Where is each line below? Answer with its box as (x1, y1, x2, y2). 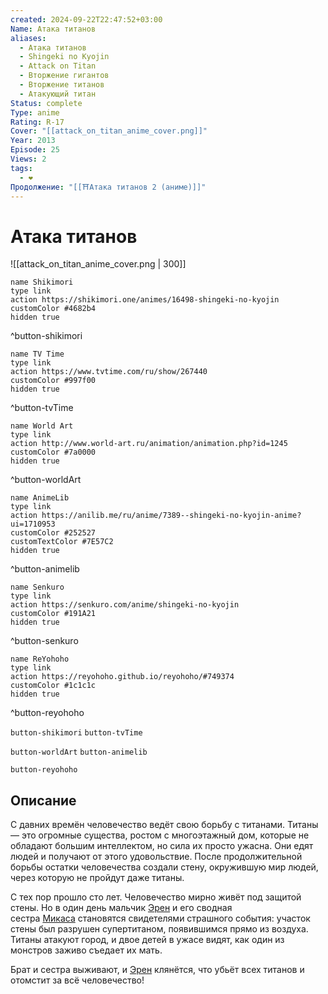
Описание (10, 792, 77, 809)
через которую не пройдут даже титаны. (10, 872, 185, 884)
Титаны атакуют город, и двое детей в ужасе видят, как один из (10, 934, 285, 946)
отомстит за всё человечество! (10, 974, 145, 986)
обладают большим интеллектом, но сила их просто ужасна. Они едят (10, 840, 314, 852)
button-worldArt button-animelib (10, 747, 148, 758)
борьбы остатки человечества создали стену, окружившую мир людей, (10, 861, 319, 873)
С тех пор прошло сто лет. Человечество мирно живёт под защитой (10, 891, 302, 903)
